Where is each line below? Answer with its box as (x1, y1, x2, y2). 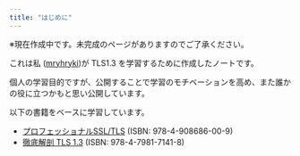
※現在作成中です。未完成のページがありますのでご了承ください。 (9, 38, 249, 49)
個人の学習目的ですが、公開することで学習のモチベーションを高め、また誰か (9, 77, 292, 87)
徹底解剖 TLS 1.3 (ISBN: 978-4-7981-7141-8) (21, 136, 185, 147)
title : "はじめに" (9, 12, 73, 22)
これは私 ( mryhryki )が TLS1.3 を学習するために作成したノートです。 (9, 57, 260, 68)
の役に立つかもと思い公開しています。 (9, 87, 150, 98)
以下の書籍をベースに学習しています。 (9, 106, 150, 117)
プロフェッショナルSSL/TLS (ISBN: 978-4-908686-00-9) (21, 126, 234, 136)
